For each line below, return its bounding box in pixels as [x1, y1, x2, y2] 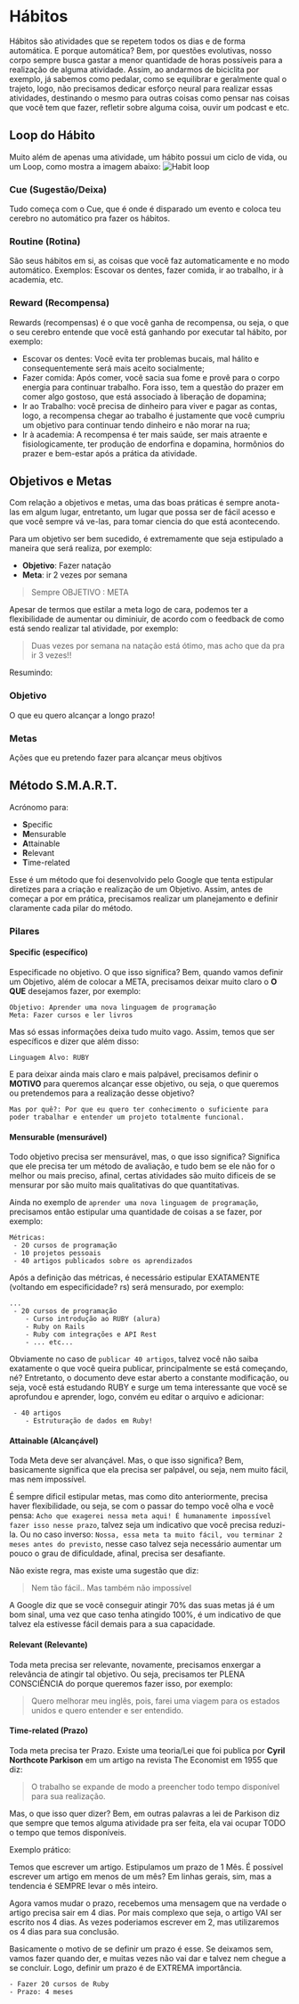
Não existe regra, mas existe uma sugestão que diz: [9, 1565, 199, 1576]
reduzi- [258, 1520, 287, 1531]
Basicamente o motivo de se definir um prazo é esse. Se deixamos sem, [9, 1943, 274, 1954]
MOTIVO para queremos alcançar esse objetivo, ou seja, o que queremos [9, 1078, 279, 1088]
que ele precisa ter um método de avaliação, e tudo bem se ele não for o [9, 1161, 276, 1171]
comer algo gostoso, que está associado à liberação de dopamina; [21, 390, 267, 402]
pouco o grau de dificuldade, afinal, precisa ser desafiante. [9, 1548, 226, 1559]
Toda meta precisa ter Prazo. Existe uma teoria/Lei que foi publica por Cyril [9, 1745, 286, 1755]
